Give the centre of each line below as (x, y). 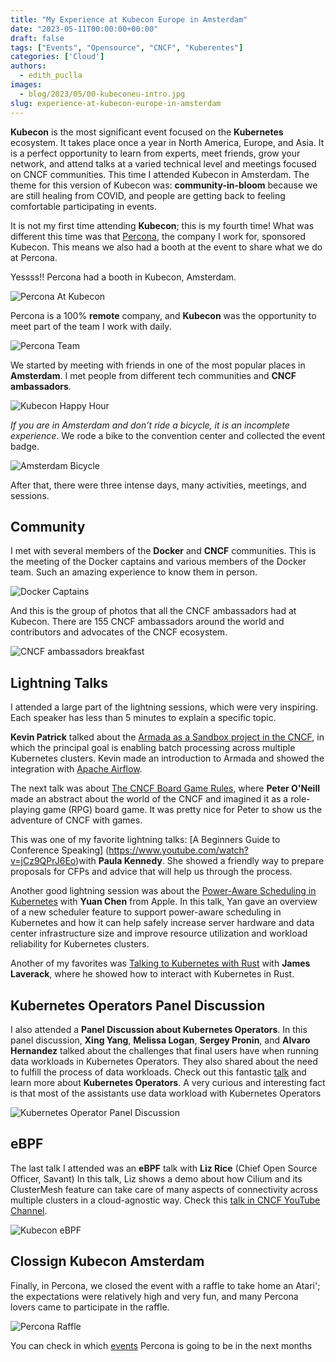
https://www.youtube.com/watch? (178, 850)
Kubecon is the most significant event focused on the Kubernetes (147, 132)
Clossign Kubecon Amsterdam (107, 1261)
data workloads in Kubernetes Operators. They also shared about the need (164, 1061)
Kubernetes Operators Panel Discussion (138, 1005)
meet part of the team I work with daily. (91, 326)
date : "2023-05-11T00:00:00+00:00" (84, 29)
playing (25, 810)
